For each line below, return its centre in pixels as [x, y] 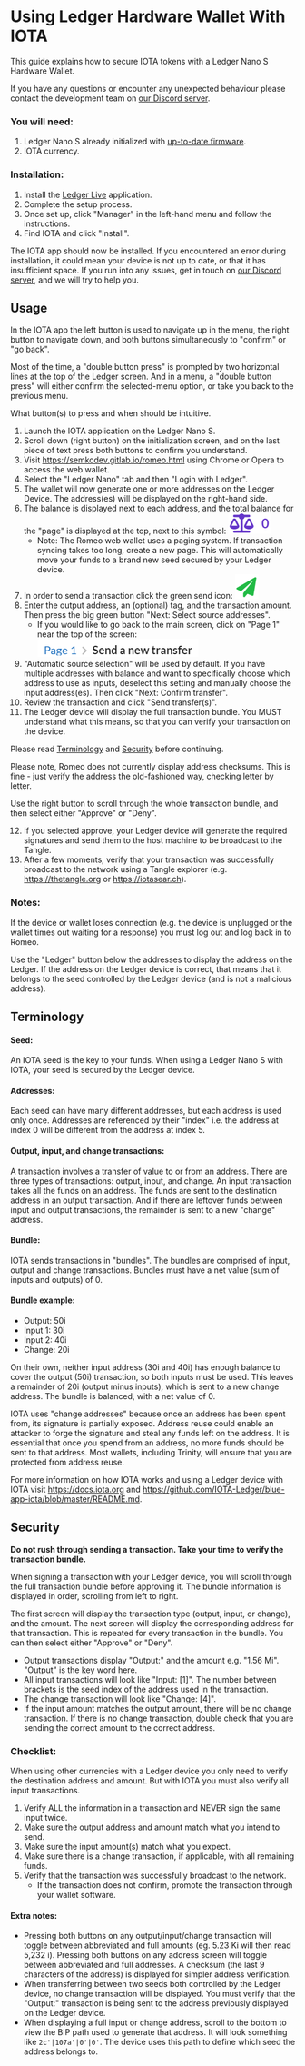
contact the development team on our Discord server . [110, 98]
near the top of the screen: [87, 634]
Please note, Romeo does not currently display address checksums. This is [151, 767]
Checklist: [34, 1751]
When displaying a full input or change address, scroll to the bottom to [155, 2022]
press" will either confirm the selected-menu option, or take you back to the [152, 386]
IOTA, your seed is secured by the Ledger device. [103, 1070]
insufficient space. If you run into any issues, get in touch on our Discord [146, 270]
